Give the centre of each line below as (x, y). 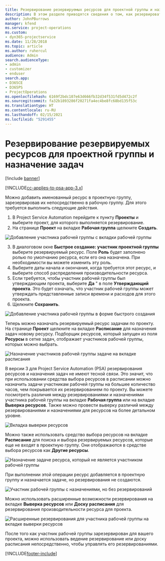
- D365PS (14, 87)
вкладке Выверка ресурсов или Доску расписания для (65, 504)
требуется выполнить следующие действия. (52, 207)
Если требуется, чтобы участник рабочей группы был (69, 278)
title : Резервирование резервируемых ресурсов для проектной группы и (79, 10)
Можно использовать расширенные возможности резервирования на (79, 499)
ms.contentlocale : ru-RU (30, 110)
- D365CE (14, 83)
